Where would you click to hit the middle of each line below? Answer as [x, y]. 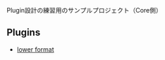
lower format [35, 49]
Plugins [24, 32]
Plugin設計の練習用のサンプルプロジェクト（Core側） [85, 10]
